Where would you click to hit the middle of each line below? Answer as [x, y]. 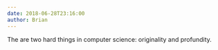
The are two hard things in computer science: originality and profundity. [110, 39]
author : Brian [28, 20]
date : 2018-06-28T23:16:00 [46, 13]
